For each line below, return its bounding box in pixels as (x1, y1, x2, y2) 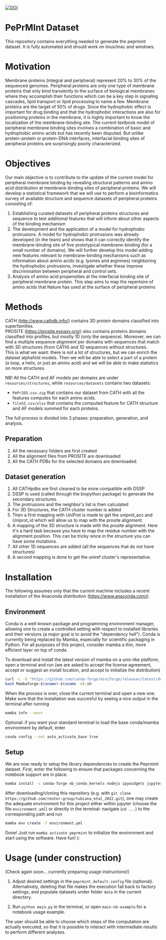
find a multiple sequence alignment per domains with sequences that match (5, 338, 160, 344)
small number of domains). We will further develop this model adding (12, 247, 153, 253)
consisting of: (5, 201, 33, 207)
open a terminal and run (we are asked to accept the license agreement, (5, 662, 152, 668)
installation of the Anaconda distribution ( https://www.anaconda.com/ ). (5, 593, 150, 599)
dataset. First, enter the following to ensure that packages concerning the (5, 766, 155, 773)
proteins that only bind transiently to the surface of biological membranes (5, 88, 155, 94)
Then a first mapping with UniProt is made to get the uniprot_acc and (12, 512, 153, 518)
